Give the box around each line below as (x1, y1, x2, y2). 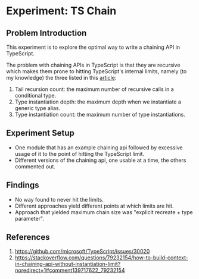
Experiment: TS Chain (6, 4, 117, 18)
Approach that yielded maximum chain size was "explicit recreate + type (14, 208, 193, 215)
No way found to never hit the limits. (14, 196, 104, 203)
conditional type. (14, 92, 57, 99)
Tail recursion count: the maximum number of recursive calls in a (14, 86, 174, 93)
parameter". (14, 215, 45, 222)
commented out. (14, 162, 55, 170)
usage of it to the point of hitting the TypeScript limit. (14, 150, 145, 157)
